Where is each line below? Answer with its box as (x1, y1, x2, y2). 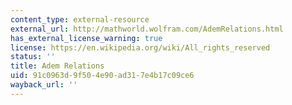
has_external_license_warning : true (10, 33, 163, 43)
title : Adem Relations (10, 61, 105, 71)
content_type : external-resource (10, 14, 150, 25)
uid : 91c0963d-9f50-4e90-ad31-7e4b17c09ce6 (10, 71, 195, 81)
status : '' (10, 52, 56, 62)
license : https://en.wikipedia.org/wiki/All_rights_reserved (10, 42, 271, 53)
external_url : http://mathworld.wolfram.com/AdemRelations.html (10, 24, 284, 34)
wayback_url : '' (10, 80, 78, 90)
